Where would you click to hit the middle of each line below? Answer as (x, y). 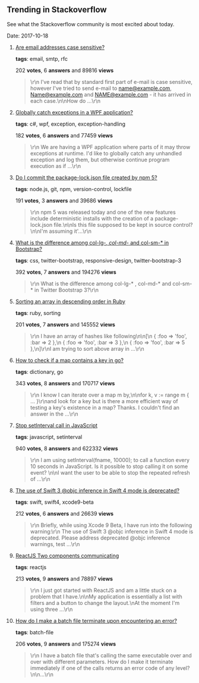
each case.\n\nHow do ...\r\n (65, 101)
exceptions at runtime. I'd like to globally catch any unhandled (106, 153)
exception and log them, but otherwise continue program (100, 160)
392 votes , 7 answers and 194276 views (66, 272)
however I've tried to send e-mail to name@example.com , (101, 88)
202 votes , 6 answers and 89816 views (64, 70)
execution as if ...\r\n (56, 166)
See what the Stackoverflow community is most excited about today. (91, 24)
